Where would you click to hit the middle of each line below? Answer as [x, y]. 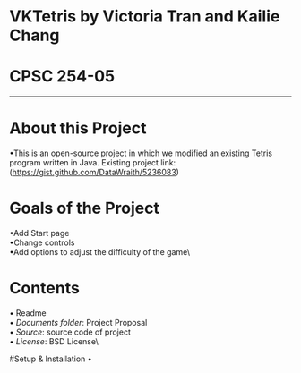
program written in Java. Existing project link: [93, 163]
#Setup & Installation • [51, 359]
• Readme [28, 313]
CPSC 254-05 [62, 76]
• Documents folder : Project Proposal [78, 322]
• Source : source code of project [70, 332]
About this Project [78, 128]
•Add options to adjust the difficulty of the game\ [100, 252]
